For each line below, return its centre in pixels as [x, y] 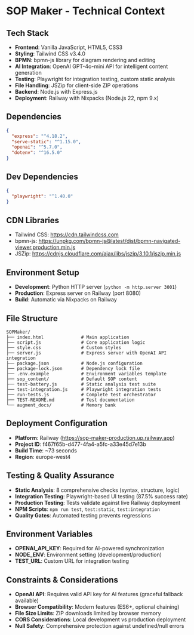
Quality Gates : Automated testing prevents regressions [83, 515]
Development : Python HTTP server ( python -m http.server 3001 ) [96, 287]
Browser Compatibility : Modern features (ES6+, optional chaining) [97, 607]
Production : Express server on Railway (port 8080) [78, 293]
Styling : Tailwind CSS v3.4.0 [50, 54]
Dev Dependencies [42, 177]
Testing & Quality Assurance [60, 476]
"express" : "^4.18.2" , [40, 136]
